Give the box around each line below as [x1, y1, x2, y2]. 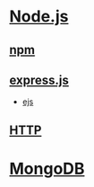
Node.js [9, 6, 69, 27]
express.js [9, 72, 70, 87]
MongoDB [9, 158, 85, 179]
